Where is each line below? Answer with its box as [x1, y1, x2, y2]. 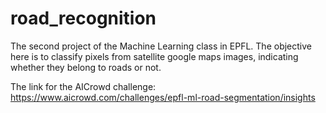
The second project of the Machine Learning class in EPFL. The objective [10, 40, 312, 52]
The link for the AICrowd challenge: [10, 80, 157, 92]
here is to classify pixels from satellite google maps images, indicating [10, 50, 299, 62]
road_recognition [10, 7, 157, 30]
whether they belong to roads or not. [10, 61, 162, 73]
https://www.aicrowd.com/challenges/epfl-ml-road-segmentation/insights [10, 91, 316, 103]
